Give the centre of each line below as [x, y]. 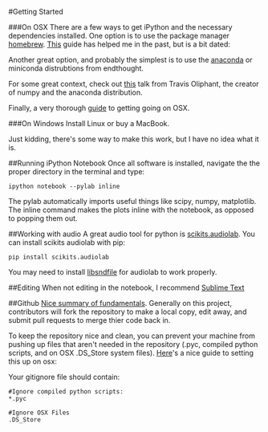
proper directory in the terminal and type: [77, 171]
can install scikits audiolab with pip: [67, 242]
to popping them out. [43, 218]
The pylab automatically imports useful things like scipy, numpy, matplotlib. [132, 201]
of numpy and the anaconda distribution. [75, 92]
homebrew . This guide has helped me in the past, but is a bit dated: [119, 44]
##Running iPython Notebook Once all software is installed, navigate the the [134, 163]
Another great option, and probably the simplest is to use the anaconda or [130, 60]
